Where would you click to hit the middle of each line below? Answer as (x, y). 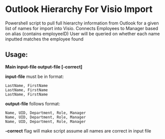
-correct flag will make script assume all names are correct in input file (78, 130)
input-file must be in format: (34, 76)
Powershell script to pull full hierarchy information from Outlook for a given (82, 23)
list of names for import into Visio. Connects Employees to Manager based (82, 28)
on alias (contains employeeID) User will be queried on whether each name (82, 33)
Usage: (17, 55)
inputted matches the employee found (44, 39)
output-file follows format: (33, 103)
